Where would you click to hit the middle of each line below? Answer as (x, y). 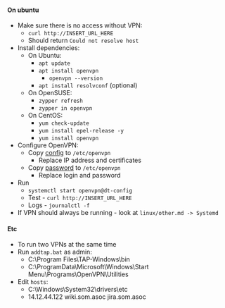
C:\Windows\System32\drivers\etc (78, 290)
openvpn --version (76, 79)
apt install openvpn (69, 71)
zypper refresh (60, 101)
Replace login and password (79, 175)
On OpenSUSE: (50, 93)
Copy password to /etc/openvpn (74, 168)
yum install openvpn (69, 138)
